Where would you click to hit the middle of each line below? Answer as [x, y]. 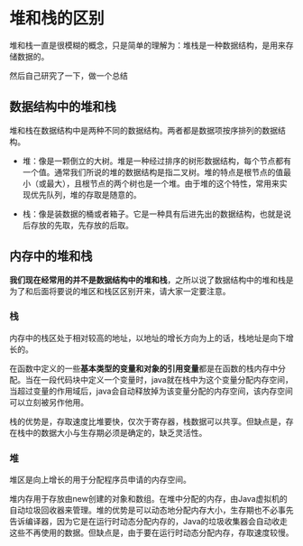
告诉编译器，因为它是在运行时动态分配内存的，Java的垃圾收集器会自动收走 [149, 522]
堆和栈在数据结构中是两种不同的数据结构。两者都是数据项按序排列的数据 [143, 130]
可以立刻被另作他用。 [49, 402]
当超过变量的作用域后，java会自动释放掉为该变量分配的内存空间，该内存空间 [151, 391]
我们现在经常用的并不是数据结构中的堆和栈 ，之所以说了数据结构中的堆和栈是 [151, 280]
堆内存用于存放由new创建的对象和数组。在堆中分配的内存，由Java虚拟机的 [148, 499]
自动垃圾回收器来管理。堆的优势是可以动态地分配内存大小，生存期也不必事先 [151, 510]
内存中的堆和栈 [51, 257]
